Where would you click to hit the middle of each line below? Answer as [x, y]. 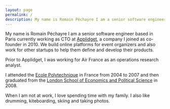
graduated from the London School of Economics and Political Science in [81, 80]
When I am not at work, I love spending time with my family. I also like [78, 96]
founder [13, 45]
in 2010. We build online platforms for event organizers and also [89, 45]
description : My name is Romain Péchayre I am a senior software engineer [86, 19]
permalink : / [19, 15]
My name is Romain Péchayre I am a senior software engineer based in [79, 34]
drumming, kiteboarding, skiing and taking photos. [58, 101]
